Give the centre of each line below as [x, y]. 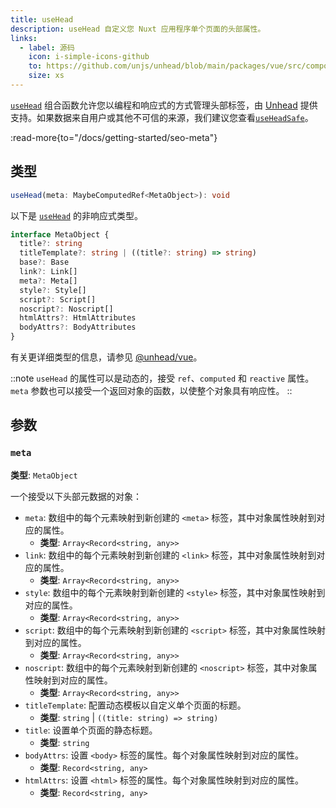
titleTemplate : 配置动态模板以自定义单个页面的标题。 [135, 705]
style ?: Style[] [53, 290]
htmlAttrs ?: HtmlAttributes [78, 318]
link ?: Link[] [48, 272]
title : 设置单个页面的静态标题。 [91, 730]
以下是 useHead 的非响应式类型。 [76, 215]
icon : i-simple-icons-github [89, 57]
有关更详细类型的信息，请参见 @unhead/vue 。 [106, 357]
